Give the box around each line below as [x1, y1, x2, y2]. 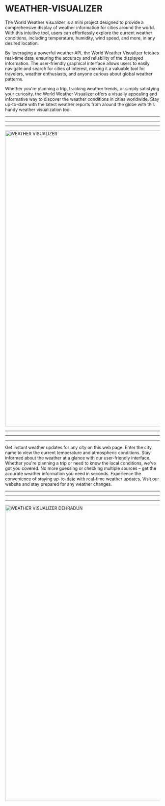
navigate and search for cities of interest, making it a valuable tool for [5, 65, 145, 72]
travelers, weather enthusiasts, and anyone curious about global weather [5, 71, 153, 77]
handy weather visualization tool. [5, 107, 72, 113]
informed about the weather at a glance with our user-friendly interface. [5, 455, 151, 461]
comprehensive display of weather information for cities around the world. [5, 24, 156, 30]
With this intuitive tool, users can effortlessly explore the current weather [5, 30, 153, 36]
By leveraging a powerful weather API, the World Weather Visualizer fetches [5, 50, 159, 56]
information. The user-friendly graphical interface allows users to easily [5, 60, 150, 66]
